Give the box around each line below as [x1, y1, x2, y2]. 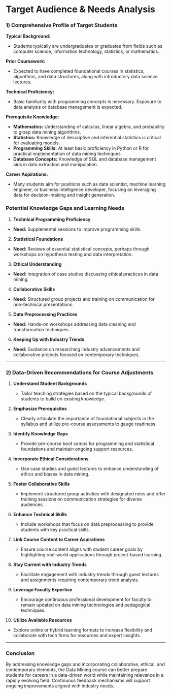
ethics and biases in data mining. [20, 471, 90, 477]
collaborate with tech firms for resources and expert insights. [13, 633, 141, 639]
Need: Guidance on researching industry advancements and [13, 346, 140, 352]
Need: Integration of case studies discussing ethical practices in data [13, 271, 159, 277]
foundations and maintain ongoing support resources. [20, 446, 133, 452]
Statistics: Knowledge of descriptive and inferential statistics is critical [13, 135, 161, 141]
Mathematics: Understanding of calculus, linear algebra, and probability [13, 123, 165, 130]
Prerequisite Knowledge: [6, 114, 59, 120]
